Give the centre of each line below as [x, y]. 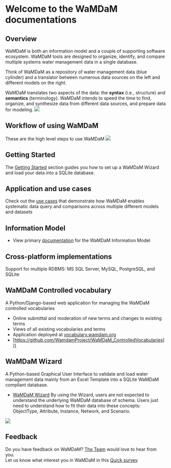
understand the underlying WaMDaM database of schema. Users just [86, 400]
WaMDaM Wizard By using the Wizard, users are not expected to [81, 395]
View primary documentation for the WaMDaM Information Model [81, 240]
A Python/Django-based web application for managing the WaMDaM [77, 302]
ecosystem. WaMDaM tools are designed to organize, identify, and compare [85, 56]
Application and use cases [48, 189]
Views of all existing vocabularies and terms [59, 329]
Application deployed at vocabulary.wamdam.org [64, 334]
